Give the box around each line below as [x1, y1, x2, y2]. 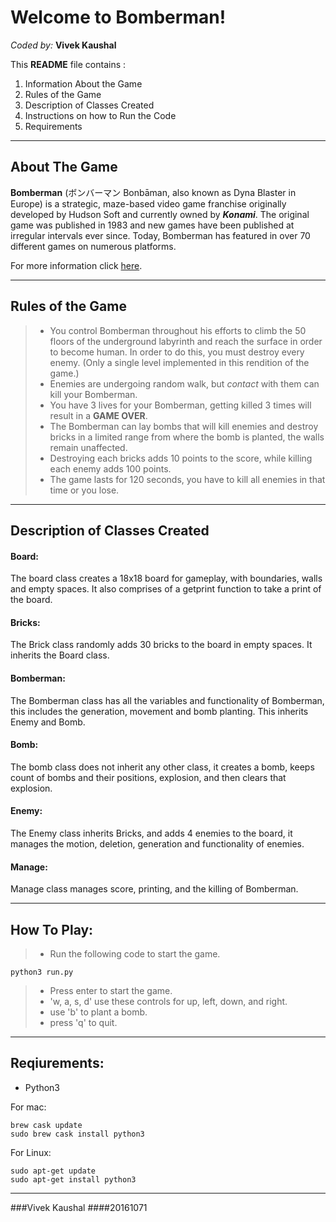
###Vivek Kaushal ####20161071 [10, 1201, 148, 1213]
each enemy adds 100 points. [49, 462, 172, 475]
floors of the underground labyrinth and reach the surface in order [49, 335, 323, 347]
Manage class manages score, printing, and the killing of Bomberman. [10, 883, 299, 895]
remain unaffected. [49, 441, 128, 453]
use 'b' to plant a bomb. [49, 1006, 148, 1018]
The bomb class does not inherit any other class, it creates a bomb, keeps [10, 761, 315, 773]
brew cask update [10, 1120, 83, 1130]
